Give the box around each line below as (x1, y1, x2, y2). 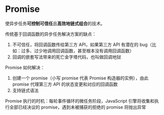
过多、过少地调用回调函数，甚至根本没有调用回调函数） (21, 48, 134, 54)
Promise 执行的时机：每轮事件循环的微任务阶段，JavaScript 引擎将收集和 (5, 98, 155, 104)
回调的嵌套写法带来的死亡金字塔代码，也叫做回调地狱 (12, 54, 121, 60)
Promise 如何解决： (5, 64, 45, 70)
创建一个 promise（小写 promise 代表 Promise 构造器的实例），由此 (12, 75, 149, 81)
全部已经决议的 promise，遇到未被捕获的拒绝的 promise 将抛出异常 (9, 104, 146, 110)
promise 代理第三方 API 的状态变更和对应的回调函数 (12, 81, 118, 87)
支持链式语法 (12, 87, 39, 93)
